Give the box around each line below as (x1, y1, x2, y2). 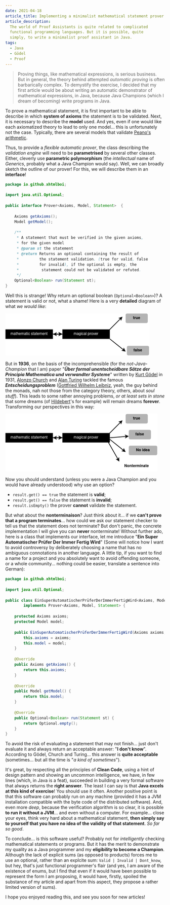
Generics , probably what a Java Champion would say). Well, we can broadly (5, 160, 164, 167)
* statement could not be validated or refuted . (16, 267, 142, 272)
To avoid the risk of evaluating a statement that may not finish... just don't (5, 741, 158, 747)
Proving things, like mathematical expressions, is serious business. (17, 71, 157, 77)
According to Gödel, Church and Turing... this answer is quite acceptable (5, 751, 158, 757)
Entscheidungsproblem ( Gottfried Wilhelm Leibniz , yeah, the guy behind (5, 382, 158, 388)
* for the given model (16, 241, 65, 246)
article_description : (5, 19, 51, 24)
